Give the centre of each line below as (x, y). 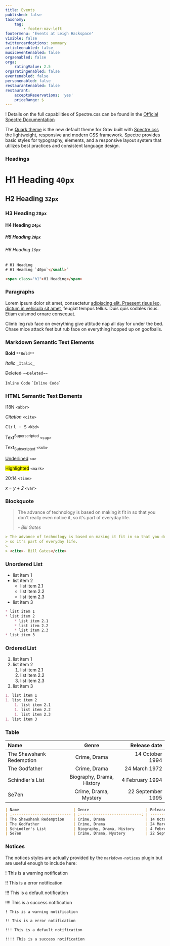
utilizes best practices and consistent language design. (63, 146)
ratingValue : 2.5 (33, 67)
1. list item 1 (21, 696)
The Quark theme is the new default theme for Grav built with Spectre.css (82, 130)
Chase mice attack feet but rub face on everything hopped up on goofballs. (84, 329)
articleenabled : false (29, 48)
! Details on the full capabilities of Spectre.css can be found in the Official (82, 114)
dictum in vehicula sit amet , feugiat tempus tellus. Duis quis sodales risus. (82, 308)
